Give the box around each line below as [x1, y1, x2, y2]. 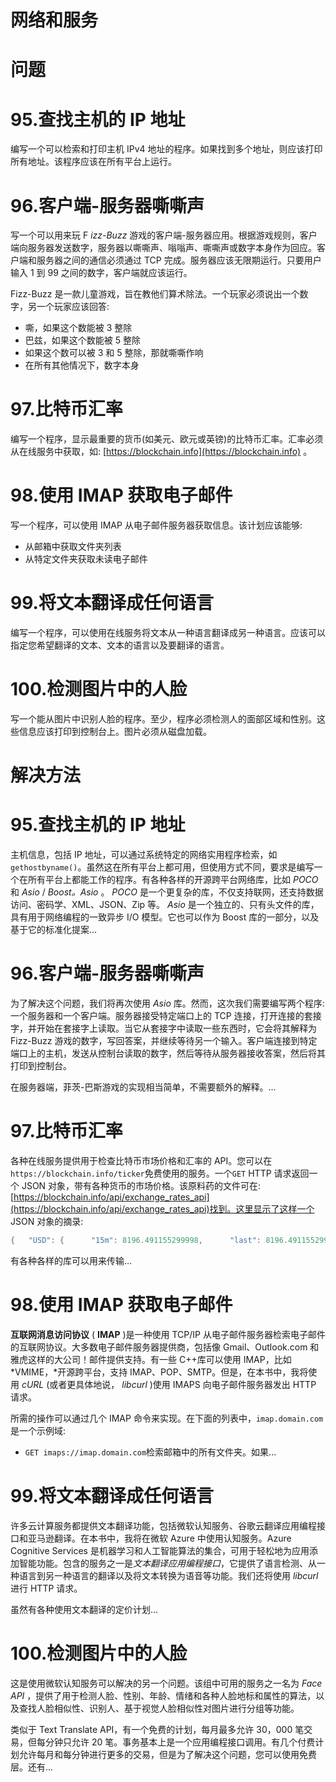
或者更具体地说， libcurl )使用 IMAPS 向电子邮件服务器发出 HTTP [49, 1378, 317, 1390]
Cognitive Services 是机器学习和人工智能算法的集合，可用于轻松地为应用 [10, 1544, 310, 1556]
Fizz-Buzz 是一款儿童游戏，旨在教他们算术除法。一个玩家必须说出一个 [10, 288, 300, 300]
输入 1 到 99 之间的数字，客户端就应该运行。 [10, 267, 193, 279]
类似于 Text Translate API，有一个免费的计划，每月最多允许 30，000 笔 [10, 1723, 305, 1735]
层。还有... [10, 1761, 54, 1773]
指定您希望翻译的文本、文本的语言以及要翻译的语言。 [10, 639, 230, 651]
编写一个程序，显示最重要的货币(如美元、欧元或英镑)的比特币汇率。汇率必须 [10, 433, 324, 445]
